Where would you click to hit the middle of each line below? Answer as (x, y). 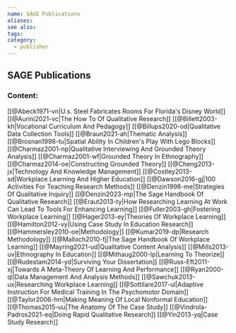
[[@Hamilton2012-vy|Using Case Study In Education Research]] (100, 224)
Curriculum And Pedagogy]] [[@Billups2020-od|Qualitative (135, 126)
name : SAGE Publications (44, 14)
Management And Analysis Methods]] (85, 276)
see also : (22, 27)
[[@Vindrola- (188, 307)
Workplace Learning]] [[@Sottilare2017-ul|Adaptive (129, 284)
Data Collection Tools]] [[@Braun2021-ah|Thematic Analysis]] (97, 134)
